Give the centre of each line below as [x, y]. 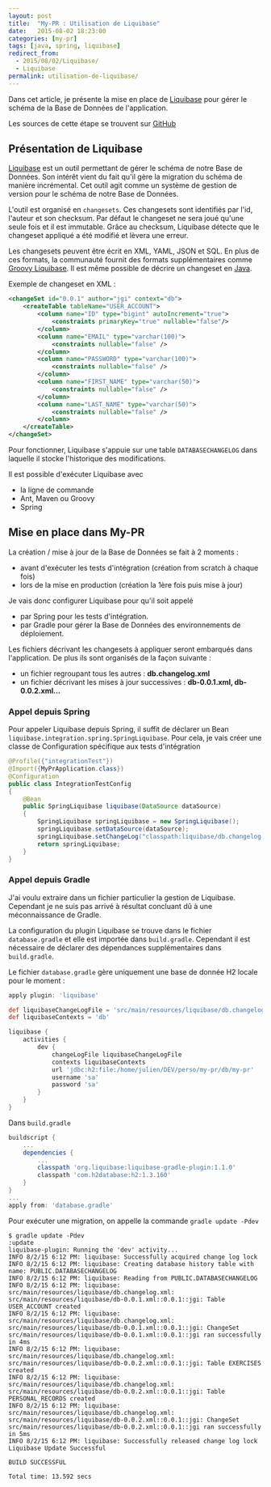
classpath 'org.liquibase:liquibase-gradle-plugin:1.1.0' [137, 1168]
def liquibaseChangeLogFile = [59, 1010]
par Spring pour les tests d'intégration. [84, 616]
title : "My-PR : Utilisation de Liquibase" [84, 23]
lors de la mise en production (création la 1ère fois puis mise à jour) [131, 584]
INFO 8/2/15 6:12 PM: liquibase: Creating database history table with [131, 1264]
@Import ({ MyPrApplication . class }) [67, 769]
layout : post [30, 16]
